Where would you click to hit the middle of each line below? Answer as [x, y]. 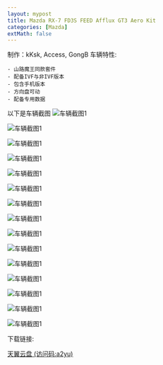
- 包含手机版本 [26, 85]
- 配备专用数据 [26, 100]
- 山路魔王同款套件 [32, 69]
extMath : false [30, 34]
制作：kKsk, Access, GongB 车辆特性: [62, 54]
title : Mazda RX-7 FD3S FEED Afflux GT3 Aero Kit [82, 21]
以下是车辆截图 [29, 113]
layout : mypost [30, 14]
